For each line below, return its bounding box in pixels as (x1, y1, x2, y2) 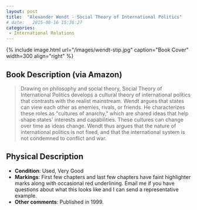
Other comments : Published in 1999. (14, 198, 104, 205)
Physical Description (6, 152, 84, 161)
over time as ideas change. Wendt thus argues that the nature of (20, 122, 176, 129)
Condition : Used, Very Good (14, 167, 84, 174)
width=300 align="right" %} (6, 53, 74, 60)
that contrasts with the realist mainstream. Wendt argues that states (20, 97, 185, 104)
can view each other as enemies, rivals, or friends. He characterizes (20, 104, 185, 111)
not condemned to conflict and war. (20, 135, 107, 142)
